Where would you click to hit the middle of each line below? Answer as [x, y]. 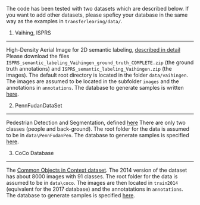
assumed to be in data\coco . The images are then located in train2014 [92, 183]
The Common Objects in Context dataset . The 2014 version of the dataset [97, 170]
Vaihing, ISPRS [33, 33]
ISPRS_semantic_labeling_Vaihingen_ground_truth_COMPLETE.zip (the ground [100, 62]
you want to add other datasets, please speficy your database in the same [97, 15]
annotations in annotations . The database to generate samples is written [95, 88]
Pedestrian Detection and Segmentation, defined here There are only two [96, 122]
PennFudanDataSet [38, 105]
